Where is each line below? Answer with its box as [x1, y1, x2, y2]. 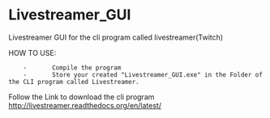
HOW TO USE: [8, 48, 57, 57]
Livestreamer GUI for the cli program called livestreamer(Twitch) [8, 32, 224, 42]
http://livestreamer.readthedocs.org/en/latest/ [8, 100, 162, 110]
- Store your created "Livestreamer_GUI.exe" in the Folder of [23, 70, 264, 78]
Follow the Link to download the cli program [8, 91, 155, 102]
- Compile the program [23, 63, 122, 72]
